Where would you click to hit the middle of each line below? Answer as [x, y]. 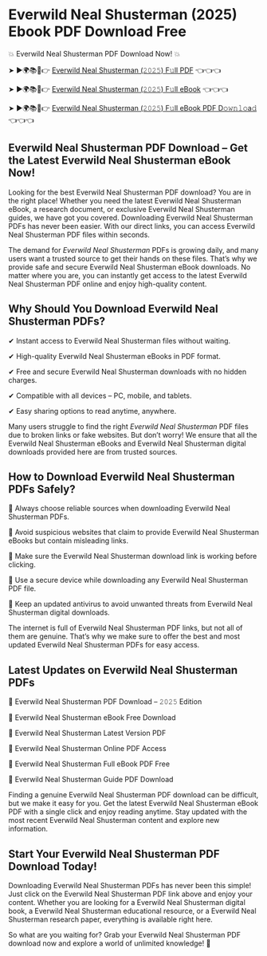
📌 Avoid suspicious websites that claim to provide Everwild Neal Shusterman [134, 533]
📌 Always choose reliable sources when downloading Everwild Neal [120, 509]
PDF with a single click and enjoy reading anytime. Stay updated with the [128, 812]
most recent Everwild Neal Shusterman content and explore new [114, 820]
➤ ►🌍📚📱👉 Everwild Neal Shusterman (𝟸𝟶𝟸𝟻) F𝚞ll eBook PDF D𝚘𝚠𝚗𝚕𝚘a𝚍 [133, 108]
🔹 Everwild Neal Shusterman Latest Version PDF [87, 733]
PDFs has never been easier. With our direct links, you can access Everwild [132, 226]
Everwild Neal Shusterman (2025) [123, 15]
